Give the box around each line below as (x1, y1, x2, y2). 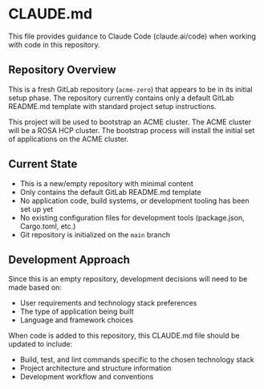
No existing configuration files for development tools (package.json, (19, 213, 245, 222)
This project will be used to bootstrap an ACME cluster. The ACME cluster (8, 117, 252, 127)
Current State (8, 157, 78, 171)
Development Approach (8, 253, 131, 266)
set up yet (19, 204, 54, 213)
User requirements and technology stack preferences (19, 298, 197, 308)
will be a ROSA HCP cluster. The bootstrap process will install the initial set (8, 125, 255, 135)
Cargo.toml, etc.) (19, 221, 76, 231)
